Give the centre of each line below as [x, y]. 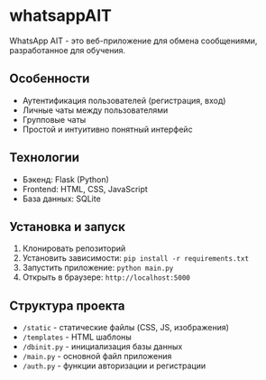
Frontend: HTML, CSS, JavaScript [85, 189]
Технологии [44, 158]
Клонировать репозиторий [74, 248]
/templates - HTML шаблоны [77, 337]
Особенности [50, 79]
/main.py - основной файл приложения [97, 357]
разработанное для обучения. [68, 50]
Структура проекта [67, 306]
